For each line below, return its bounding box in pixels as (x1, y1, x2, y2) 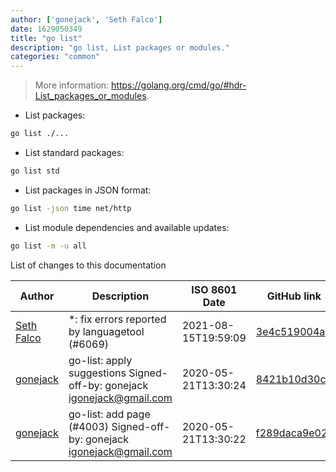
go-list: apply (68, 353, 133, 367)
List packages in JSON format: (24, 184, 152, 196)
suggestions (68, 366, 127, 380)
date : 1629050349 (10, 24, 83, 34)
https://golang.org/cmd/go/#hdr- (111, 79, 247, 91)
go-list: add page (68, 407, 151, 421)
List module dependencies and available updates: (24, 221, 230, 233)
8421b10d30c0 (255, 372, 333, 386)
